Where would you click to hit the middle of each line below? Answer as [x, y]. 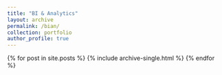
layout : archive [30, 20]
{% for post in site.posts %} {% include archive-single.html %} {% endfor [111, 58]
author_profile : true [38, 39]
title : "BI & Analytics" [43, 13]
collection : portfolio [40, 32]
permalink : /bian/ [33, 26]
